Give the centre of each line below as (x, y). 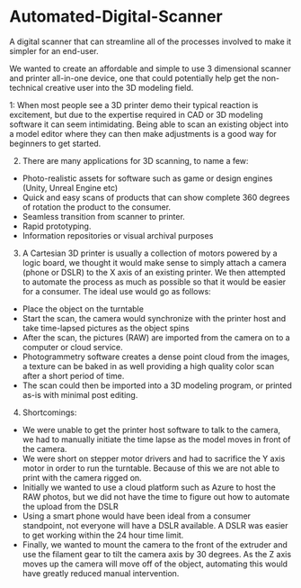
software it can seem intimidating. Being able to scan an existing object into (149, 124)
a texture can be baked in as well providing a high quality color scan (148, 366)
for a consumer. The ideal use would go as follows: (116, 291)
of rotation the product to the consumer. (97, 207)
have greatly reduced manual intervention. (101, 573)
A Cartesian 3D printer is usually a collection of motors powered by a (150, 253)
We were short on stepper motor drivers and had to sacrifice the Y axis (154, 458)
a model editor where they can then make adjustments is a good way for (143, 133)
